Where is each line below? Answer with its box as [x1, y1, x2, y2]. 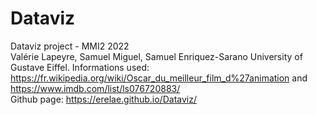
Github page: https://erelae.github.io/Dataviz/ [10, 93, 197, 105]
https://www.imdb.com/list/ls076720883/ [10, 82, 181, 94]
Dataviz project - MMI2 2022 [10, 40, 130, 52]
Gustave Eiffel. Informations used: [10, 61, 150, 73]
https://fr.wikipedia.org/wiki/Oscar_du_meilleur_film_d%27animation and [10, 72, 308, 84]
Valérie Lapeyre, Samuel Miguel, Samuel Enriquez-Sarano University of [10, 50, 303, 62]
